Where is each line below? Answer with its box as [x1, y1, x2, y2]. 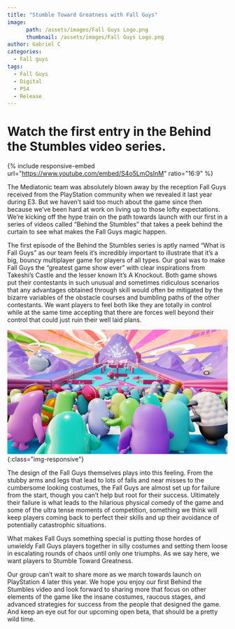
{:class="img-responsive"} [7, 454, 85, 463]
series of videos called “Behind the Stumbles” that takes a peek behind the [7, 220, 223, 229]
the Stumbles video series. [7, 139, 166, 154]
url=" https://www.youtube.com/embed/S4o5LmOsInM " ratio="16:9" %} [7, 169, 213, 178]
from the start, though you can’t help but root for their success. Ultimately [7, 491, 220, 499]
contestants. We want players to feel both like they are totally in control [7, 301, 212, 309]
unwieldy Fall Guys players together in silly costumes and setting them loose [7, 541, 228, 550]
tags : [7, 63, 23, 70]
